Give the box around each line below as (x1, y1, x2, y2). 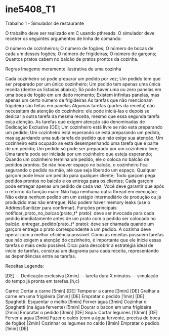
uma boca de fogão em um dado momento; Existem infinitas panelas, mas (5, 92, 159, 98)
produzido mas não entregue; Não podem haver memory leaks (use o (5, 199, 150, 205)
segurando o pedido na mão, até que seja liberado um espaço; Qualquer (5, 167, 156, 173)
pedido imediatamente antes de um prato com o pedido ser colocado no (5, 215, 156, 221)
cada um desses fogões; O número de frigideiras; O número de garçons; (5, 51, 157, 57)
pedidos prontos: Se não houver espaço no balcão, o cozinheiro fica (5, 161, 148, 167)
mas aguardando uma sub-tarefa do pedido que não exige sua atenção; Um (5, 135, 163, 141)
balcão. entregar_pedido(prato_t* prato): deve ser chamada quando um (5, 221, 154, 227)
